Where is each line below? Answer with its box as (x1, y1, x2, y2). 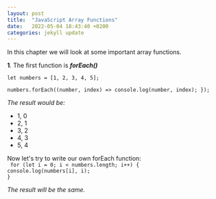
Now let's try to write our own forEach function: (7, 154, 142, 163)
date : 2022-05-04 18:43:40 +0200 (7, 23, 109, 30)
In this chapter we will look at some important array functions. (7, 48, 182, 56)
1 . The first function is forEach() (7, 61, 98, 69)
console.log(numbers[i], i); (7, 167, 91, 175)
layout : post (7, 10, 45, 17)
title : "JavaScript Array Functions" (7, 16, 118, 23)
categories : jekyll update (7, 29, 84, 36)
